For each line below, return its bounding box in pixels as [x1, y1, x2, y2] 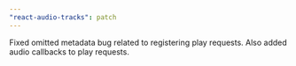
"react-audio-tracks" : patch [9, 12, 117, 22]
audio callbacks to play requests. [9, 46, 130, 57]
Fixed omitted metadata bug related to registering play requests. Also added [9, 37, 288, 48]
